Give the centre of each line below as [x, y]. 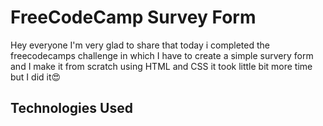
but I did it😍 [36, 77]
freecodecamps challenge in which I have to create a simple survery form [162, 55]
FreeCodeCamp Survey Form [133, 17]
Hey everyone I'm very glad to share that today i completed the [140, 45]
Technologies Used [71, 108]
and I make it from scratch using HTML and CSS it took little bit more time [161, 66]
